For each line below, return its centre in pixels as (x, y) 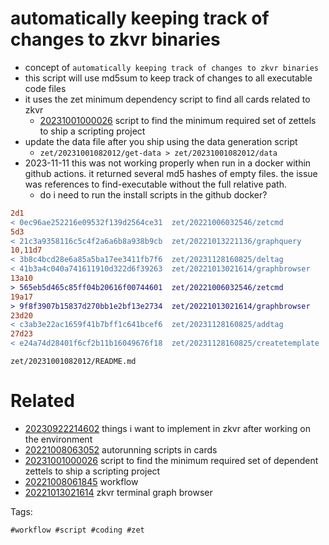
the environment (58, 439)
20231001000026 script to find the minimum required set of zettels (178, 120)
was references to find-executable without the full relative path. (155, 184)
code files (45, 88)
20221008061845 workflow (81, 481)
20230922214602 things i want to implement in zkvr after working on (167, 428)
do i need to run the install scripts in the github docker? (153, 194)
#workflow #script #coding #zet (77, 530)
